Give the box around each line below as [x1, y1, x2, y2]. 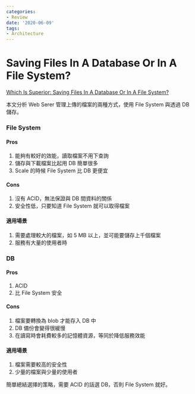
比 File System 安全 [14, 289, 62, 296]
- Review [6, 14, 28, 20]
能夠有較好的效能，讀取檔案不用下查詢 [14, 152, 109, 159]
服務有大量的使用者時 [14, 239, 67, 246]
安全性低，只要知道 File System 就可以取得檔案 [14, 203, 130, 210]
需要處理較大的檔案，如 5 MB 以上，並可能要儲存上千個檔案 [14, 231, 161, 238]
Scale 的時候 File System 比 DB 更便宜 [14, 167, 108, 174]
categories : [6, 8, 36, 15]
